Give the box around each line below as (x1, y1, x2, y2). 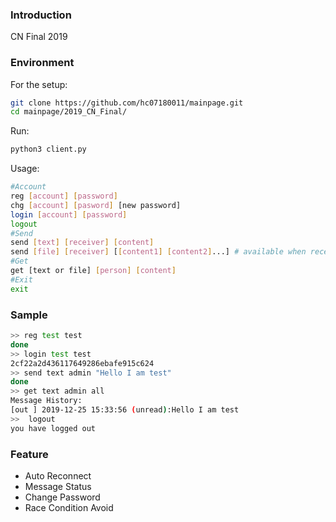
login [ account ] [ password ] (10, 209, 128, 220)
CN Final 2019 (10, 31, 68, 43)
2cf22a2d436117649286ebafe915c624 (10, 358, 155, 368)
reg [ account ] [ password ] (10, 191, 118, 202)
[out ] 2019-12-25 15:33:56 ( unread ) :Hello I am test (10, 405, 240, 415)
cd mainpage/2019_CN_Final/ (10, 107, 128, 117)
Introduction (10, 8, 72, 22)
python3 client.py (10, 144, 87, 155)
